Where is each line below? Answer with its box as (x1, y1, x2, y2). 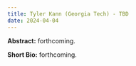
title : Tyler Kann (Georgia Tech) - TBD (7, 10, 130, 18)
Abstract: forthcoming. (7, 36, 76, 45)
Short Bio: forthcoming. (7, 50, 77, 59)
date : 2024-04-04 (7, 17, 59, 24)
